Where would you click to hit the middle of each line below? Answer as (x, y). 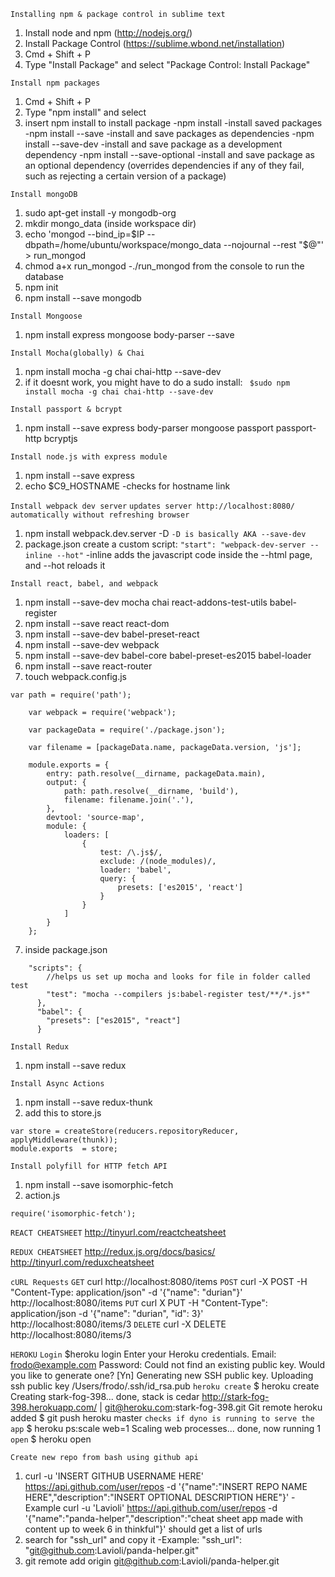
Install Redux (40, 1047)
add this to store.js (63, 1113)
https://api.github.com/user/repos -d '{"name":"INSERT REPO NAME (166, 1486)
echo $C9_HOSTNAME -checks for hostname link (127, 486)
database (44, 276)
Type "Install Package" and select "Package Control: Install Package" (167, 64)
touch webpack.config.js (75, 676)
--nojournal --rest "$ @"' (274, 244)
